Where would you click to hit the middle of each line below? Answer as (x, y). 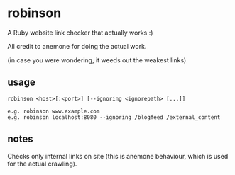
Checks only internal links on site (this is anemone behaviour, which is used (118, 156)
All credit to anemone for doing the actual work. (77, 46)
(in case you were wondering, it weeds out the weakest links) (97, 60)
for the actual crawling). (42, 164)
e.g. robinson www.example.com (54, 111)
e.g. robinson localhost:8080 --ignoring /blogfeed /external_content (114, 117)
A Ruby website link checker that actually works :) (80, 33)
